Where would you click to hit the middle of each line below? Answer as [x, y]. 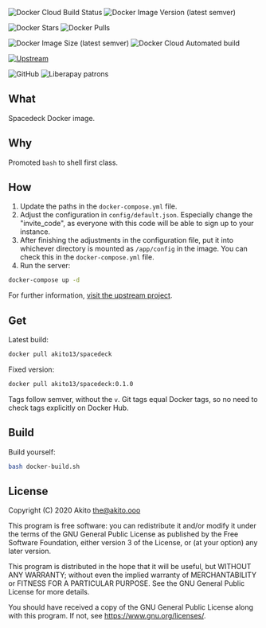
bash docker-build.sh [44, 466]
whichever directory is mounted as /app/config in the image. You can [134, 249]
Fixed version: [31, 369]
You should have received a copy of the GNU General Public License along [131, 607]
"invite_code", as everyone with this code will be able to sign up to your [137, 224]
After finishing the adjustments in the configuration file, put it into [126, 240]
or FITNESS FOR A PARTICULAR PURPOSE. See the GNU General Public [127, 583]
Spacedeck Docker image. [52, 118]
